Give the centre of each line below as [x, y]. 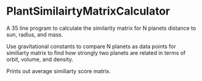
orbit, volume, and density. [40, 59]
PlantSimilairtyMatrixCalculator [88, 11]
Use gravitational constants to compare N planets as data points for [91, 46]
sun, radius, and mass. [35, 34]
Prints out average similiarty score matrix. [59, 71]
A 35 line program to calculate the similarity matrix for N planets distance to [101, 28]
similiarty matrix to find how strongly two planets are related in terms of [96, 52]
